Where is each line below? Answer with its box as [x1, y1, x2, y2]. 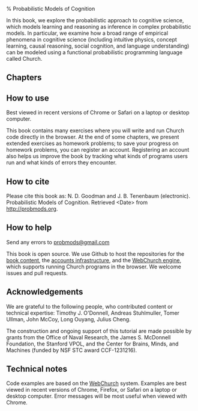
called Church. [6, 55, 43, 62]
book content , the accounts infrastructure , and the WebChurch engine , [6, 256, 182, 264]
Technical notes [6, 364, 68, 374]
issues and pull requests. [6, 269, 68, 276]
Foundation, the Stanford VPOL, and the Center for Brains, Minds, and [6, 340, 179, 347]
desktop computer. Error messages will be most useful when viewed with [6, 392, 187, 400]
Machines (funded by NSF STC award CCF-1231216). [6, 346, 137, 354]
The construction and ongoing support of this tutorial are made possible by [6, 327, 192, 335]
